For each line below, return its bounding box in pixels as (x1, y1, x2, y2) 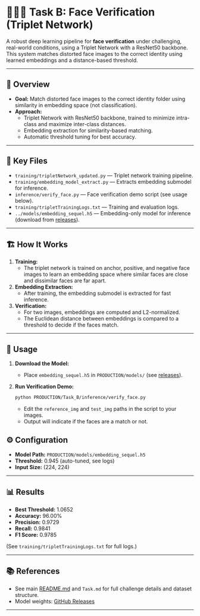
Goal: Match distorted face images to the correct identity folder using (14, 95, 186, 102)
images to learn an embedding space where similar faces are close (23, 271, 189, 278)
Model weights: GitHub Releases (14, 598, 95, 605)
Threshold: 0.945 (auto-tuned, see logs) (14, 457, 115, 464)
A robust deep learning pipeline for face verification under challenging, (6, 37, 182, 45)
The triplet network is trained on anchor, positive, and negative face (23, 265, 190, 272)
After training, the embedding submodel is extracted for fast (23, 290, 171, 297)
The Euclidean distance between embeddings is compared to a (23, 315, 179, 322)
